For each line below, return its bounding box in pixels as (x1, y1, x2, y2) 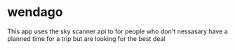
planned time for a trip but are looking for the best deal (7, 34, 166, 42)
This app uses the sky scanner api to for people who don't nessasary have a (7, 27, 228, 35)
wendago (7, 4, 63, 20)
